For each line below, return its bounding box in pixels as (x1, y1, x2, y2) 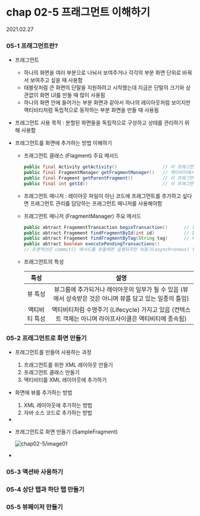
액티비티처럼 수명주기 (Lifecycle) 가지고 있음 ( (51, 306, 174, 314)
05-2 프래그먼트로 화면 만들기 (6, 334, 87, 343)
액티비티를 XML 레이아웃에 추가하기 (23, 376, 107, 383)
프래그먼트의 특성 (23, 258, 64, 265)
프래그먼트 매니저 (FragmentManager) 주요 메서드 (23, 212, 142, 219)
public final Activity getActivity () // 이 (23, 164, 175, 170)
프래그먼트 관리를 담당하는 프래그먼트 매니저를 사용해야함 (30, 200, 162, 207)
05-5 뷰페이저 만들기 (6, 503, 64, 511)
